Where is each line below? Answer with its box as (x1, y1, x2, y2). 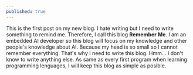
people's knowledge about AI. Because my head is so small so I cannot (6, 43, 178, 50)
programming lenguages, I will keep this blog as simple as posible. (6, 62, 167, 69)
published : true (6, 8, 46, 15)
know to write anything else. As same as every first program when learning (6, 56, 188, 63)
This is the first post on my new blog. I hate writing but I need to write (6, 25, 174, 32)
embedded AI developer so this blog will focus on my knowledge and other (6, 37, 187, 44)
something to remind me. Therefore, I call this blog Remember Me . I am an (6, 30, 187, 38)
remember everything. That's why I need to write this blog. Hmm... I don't (6, 49, 184, 56)
